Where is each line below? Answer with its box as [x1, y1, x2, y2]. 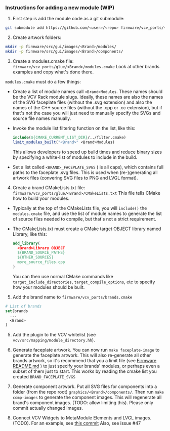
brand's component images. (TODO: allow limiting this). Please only [12, 400, 153, 406]
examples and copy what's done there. [12, 69, 94, 75]
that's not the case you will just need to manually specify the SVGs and [12, 110, 161, 116]
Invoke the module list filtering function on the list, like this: [12, 125, 136, 131]
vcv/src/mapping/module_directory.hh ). [12, 337, 95, 343]
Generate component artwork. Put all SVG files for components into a [12, 383, 157, 390]
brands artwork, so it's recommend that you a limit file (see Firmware [12, 358, 157, 364]
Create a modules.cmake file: [12, 58, 74, 64]
